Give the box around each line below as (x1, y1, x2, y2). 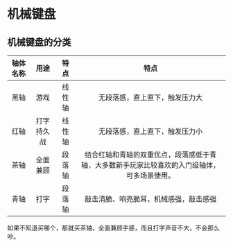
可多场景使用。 (126, 171, 175, 180)
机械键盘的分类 (7, 36, 71, 48)
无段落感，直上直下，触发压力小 (98, 126, 203, 136)
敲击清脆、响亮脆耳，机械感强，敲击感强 (84, 194, 217, 203)
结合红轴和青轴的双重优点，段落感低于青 (84, 150, 217, 160)
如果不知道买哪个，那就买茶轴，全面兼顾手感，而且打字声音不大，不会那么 (7, 223, 220, 232)
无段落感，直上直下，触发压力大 (98, 93, 203, 102)
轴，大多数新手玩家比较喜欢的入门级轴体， (80, 160, 221, 170)
